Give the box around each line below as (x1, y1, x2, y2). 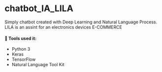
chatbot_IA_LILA (4, 3, 74, 14)
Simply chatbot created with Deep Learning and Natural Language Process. (4, 19, 158, 25)
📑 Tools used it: (4, 35, 37, 41)
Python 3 (11, 46, 30, 52)
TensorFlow (11, 56, 36, 62)
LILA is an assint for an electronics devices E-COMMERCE (4, 24, 122, 30)
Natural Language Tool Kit (11, 62, 65, 68)
